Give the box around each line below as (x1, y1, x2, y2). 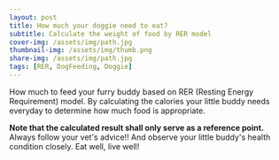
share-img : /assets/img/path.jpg (9, 54, 133, 63)
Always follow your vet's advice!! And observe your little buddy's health (9, 132, 271, 142)
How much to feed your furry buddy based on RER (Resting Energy (9, 86, 254, 97)
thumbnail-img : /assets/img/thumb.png (9, 46, 152, 55)
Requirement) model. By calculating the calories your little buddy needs (9, 95, 270, 106)
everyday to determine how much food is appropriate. (9, 105, 206, 116)
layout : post (9, 12, 58, 22)
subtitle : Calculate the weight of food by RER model (9, 29, 213, 38)
